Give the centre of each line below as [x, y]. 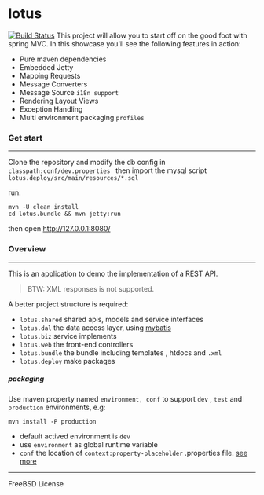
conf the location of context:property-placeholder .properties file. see [134, 453]
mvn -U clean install [44, 207]
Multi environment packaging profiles [82, 117]
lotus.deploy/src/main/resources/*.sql [73, 178]
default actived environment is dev [75, 436]
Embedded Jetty [46, 67]
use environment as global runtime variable [89, 444]
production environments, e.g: [57, 407]
